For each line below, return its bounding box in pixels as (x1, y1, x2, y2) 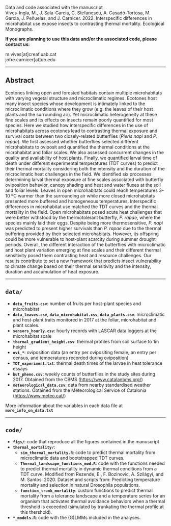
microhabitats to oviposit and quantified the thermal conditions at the (5, 144, 150, 150)
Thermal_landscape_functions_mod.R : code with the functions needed (20, 460, 165, 466)
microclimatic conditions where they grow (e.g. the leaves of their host (5, 106, 154, 112)
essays (12, 365, 28, 371)
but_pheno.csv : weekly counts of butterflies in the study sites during (12, 371, 155, 377)
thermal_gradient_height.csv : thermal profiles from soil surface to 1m (12, 338, 159, 344)
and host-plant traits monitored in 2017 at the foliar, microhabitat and (12, 316, 157, 323)
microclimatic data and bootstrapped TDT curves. (20, 455, 125, 461)
